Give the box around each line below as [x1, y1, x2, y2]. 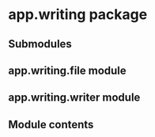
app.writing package [8, 6, 148, 24]
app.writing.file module [8, 63, 127, 77]
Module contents [8, 117, 94, 131]
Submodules [8, 37, 73, 51]
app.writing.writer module [8, 91, 141, 105]
